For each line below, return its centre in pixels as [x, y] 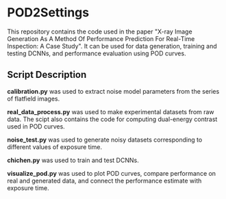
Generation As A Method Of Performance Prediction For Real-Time [101, 38]
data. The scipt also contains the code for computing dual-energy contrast [112, 119]
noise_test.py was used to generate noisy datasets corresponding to [105, 140]
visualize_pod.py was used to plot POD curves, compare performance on [112, 173]
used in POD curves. [36, 126]
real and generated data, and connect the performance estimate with [104, 181]
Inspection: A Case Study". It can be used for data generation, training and [112, 46]
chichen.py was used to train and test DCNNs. [73, 160]
